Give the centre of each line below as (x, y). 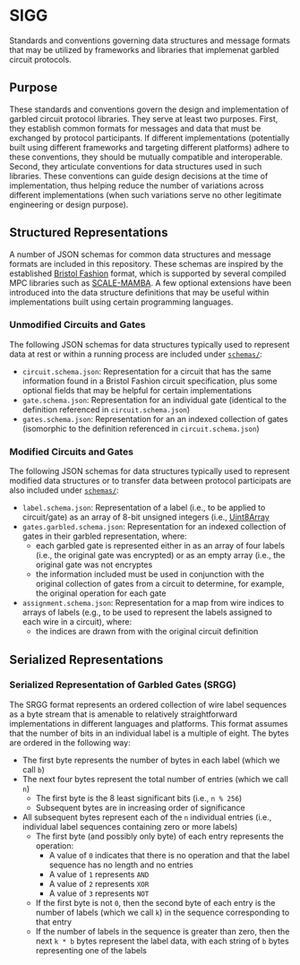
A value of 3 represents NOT (99, 893)
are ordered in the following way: (70, 742)
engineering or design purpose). (69, 204)
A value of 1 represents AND (99, 874)
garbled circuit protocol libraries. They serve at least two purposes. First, (144, 118)
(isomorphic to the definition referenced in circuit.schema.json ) (141, 428)
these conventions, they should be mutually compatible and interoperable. (146, 157)
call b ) (33, 769)
